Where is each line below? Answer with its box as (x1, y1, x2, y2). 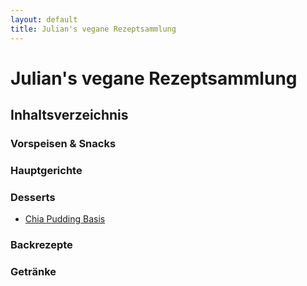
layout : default (10, 14, 78, 25)
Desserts (10, 190, 56, 204)
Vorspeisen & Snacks (10, 137, 117, 150)
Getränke (10, 265, 57, 279)
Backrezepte (10, 238, 73, 252)
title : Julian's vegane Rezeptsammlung (10, 24, 177, 34)
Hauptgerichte (10, 163, 83, 177)
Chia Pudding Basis (24, 213, 106, 225)
